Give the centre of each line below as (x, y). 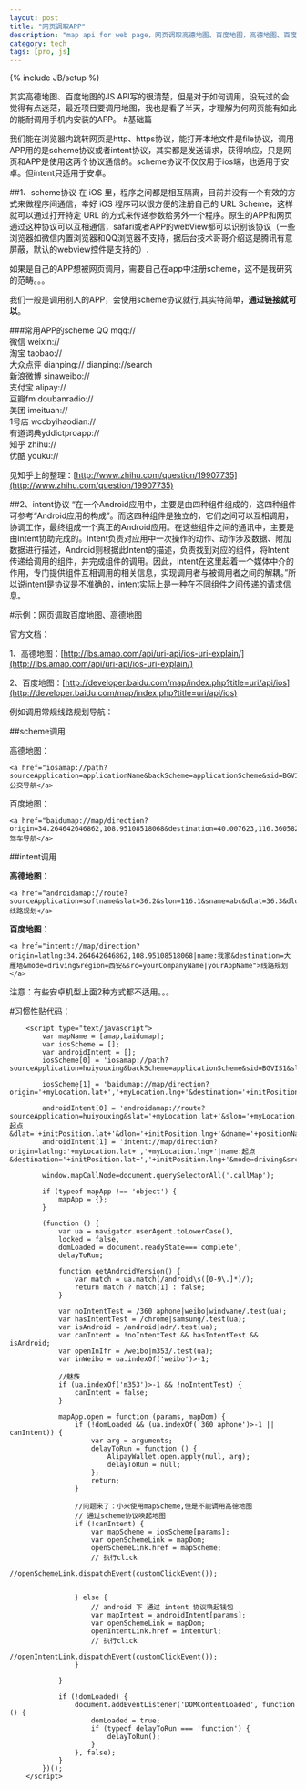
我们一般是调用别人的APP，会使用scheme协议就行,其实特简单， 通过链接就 (149, 300)
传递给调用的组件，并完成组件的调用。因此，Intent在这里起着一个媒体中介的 (152, 561)
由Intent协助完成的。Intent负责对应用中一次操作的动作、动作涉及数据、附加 (150, 538)
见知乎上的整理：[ (43, 475)
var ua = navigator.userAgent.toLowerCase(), (146, 1232)
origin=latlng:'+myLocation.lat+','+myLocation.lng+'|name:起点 (133, 1152)
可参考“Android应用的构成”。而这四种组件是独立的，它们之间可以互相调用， (152, 515)
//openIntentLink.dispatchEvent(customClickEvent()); (114, 1657)
